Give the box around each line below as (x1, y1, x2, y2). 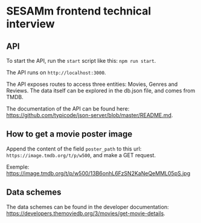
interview (6, 17, 55, 31)
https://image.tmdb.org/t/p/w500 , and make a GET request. (6, 151, 156, 158)
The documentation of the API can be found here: (6, 105, 130, 112)
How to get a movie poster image (6, 129, 133, 140)
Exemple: (6, 163, 30, 170)
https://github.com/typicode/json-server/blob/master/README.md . (6, 112, 173, 118)
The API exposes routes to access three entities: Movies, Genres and (6, 80, 178, 88)
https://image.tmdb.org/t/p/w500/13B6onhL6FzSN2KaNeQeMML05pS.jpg (6, 169, 191, 176)
